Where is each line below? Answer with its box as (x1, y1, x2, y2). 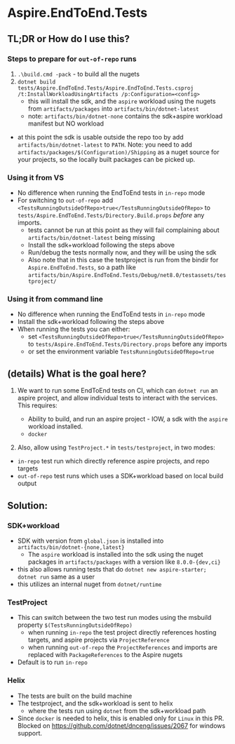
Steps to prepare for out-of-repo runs (7, 54, 137, 64)
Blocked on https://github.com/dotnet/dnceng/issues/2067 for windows (17, 721, 226, 730)
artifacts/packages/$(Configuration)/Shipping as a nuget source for (17, 147, 220, 156)
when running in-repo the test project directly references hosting (27, 628, 217, 637)
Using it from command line (7, 295, 104, 304)
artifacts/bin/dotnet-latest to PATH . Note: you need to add (17, 140, 193, 149)
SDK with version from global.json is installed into (17, 536, 164, 545)
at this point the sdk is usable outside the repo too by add (17, 133, 184, 141)
